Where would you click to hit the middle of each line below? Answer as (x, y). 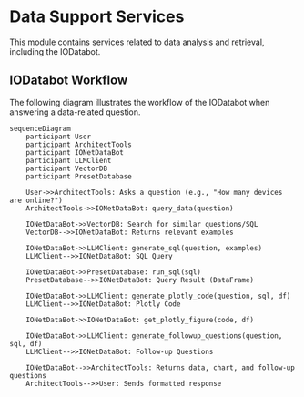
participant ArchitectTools (79, 144)
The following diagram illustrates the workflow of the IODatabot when (140, 102)
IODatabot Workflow (69, 81)
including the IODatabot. (55, 51)
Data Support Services (97, 17)
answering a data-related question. (75, 112)
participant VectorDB (66, 168)
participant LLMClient (69, 160)
